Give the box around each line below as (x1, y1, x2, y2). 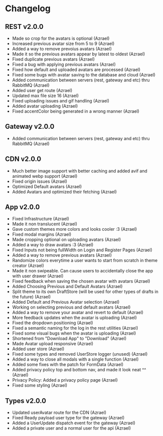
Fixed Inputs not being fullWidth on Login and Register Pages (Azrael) (12, 247, 153, 253)
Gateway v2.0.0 (5, 122, 55, 131)
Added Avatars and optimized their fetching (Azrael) (12, 189, 117, 194)
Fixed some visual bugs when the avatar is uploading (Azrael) (12, 330, 136, 336)
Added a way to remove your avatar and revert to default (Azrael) (12, 310, 143, 315)
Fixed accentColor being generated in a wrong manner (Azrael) (12, 108, 140, 114)
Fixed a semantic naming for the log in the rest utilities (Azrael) (12, 325, 138, 331)
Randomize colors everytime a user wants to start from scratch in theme (12, 258, 158, 264)
